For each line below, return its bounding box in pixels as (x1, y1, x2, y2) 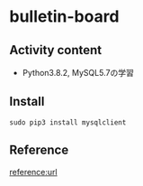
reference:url (9, 166, 58, 177)
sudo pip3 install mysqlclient (9, 117, 127, 127)
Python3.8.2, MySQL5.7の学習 (22, 68, 135, 78)
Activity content (9, 42, 103, 58)
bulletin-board (9, 6, 120, 27)
